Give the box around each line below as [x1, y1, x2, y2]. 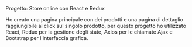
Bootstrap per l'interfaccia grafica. [5, 35, 88, 41]
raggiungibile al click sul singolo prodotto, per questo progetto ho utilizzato [5, 23, 187, 29]
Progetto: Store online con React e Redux [5, 5, 105, 12]
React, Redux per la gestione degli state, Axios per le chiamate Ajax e [5, 28, 173, 35]
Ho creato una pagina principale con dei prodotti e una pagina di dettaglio [5, 16, 184, 23]
